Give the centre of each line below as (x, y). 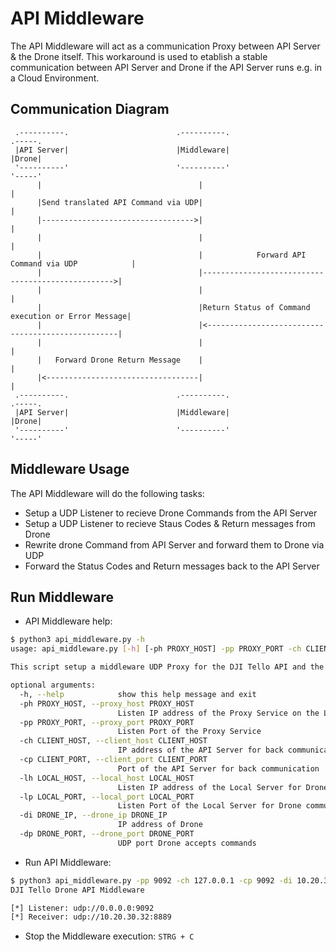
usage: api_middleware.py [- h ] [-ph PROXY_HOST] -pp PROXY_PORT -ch (156, 649)
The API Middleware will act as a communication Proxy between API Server (165, 46)
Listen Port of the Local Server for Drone (209, 806)
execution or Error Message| (71, 316)
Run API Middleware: (68, 862)
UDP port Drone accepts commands (187, 843)
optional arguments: (53, 685)
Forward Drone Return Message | (128, 360)
